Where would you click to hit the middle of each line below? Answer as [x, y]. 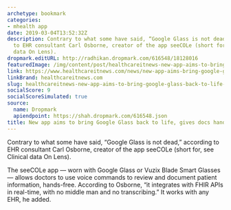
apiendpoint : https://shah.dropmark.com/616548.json [90, 116]
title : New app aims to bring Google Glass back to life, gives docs [109, 122]
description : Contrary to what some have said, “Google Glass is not [109, 39]
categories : [24, 20]
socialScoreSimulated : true [47, 97]
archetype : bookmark [37, 13]
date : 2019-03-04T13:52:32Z [47, 33]
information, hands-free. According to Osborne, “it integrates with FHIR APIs [115, 185]
